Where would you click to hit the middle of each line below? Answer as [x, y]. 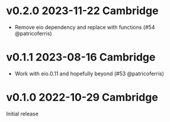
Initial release [22, 114]
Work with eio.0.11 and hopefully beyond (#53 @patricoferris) [89, 73]
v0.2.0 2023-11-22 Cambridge [82, 11]
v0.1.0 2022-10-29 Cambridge [82, 98]
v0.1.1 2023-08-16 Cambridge [81, 57]
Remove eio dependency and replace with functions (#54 [85, 27]
